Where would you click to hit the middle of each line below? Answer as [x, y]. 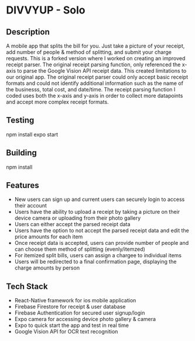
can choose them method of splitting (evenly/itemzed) [80, 249]
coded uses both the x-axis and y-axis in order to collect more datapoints [95, 96]
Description [28, 32]
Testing [20, 120]
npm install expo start [32, 134]
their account [30, 206]
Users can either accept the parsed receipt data [72, 224]
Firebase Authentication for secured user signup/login [80, 313]
